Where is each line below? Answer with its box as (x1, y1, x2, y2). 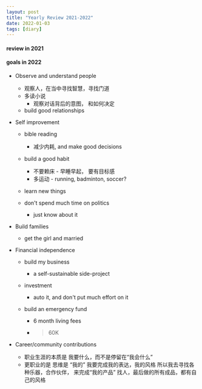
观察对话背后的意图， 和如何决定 (33, 100, 115, 107)
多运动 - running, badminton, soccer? (33, 175, 127, 183)
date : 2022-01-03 (6, 20, 50, 26)
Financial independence (15, 247, 76, 254)
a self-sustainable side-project (33, 270, 110, 278)
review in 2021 (6, 44, 44, 52)
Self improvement (15, 119, 59, 126)
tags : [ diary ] (6, 26, 42, 32)
